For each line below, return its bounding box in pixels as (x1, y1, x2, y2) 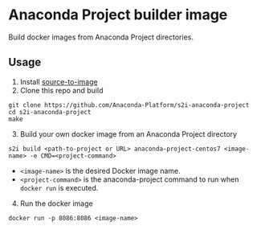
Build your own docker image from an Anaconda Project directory (19, 129, 238, 138)
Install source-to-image (19, 76, 98, 86)
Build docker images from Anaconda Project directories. (8, 32, 194, 42)
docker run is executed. (19, 183, 99, 192)
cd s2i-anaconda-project (8, 108, 92, 116)
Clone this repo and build (19, 85, 104, 95)
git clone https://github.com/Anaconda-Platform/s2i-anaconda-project (8, 101, 250, 109)
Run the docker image (19, 199, 94, 208)
